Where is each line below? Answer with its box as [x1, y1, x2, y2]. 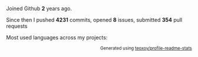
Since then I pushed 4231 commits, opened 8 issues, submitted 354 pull [6, 16, 183, 23]
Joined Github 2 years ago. [6, 5, 72, 12]
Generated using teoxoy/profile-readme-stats [100, 45, 192, 51]
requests [6, 23, 28, 29]
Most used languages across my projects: [6, 34, 108, 41]
